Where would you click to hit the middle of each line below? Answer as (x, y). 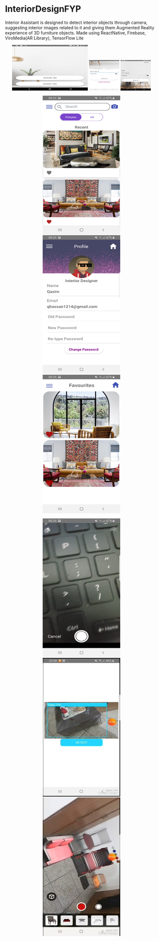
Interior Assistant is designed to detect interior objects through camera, (76, 22)
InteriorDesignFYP (43, 9)
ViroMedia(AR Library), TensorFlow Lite (44, 38)
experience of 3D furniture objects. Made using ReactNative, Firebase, (76, 33)
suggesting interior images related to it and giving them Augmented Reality (80, 27)
